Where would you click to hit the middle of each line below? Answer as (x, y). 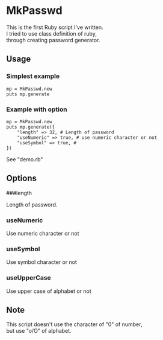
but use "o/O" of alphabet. (39, 331)
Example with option (37, 109)
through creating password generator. (53, 40)
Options (22, 178)
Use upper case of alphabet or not (49, 291)
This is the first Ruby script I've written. (55, 27)
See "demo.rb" (25, 159)
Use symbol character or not (42, 262)
